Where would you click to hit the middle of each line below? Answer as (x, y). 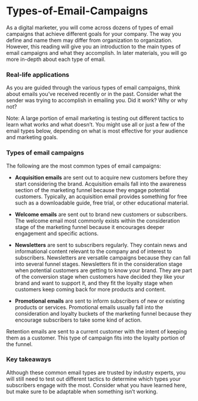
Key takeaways (29, 359)
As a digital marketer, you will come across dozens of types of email (90, 27)
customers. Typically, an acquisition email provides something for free (101, 196)
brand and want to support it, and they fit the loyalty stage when (94, 283)
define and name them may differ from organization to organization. (89, 40)
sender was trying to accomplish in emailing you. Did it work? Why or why (97, 100)
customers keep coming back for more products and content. (90, 289)
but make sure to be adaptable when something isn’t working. (82, 391)
